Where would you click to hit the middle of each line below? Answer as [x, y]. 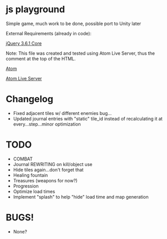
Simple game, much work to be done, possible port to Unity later [74, 23]
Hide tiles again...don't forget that [48, 170]
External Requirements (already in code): [49, 33]
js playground [35, 9]
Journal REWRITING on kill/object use [53, 164]
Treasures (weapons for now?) [45, 180]
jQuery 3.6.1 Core [24, 43]
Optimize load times [34, 191]
